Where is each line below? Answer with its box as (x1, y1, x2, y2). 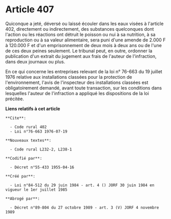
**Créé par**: (5, 173, 36, 179)
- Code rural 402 (10, 124, 47, 129)
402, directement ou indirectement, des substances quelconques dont (5, 26, 154, 32)
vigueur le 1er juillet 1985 (5, 187, 68, 192)
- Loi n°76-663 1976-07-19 (10, 129, 68, 134)
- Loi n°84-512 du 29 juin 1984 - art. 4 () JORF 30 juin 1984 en (10, 183, 155, 188)
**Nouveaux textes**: (5, 138, 52, 143)
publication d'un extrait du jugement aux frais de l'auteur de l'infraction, (5, 53, 157, 59)
